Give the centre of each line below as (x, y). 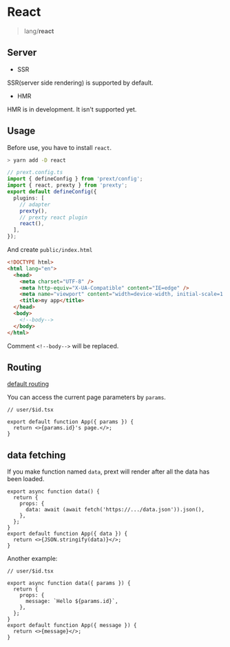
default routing (28, 384)
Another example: (32, 559)
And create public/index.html (50, 250)
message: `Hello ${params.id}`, (72, 602)
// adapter (35, 204)
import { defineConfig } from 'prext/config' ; (75, 179)
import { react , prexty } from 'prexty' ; (67, 185)
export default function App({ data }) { (67, 534)
